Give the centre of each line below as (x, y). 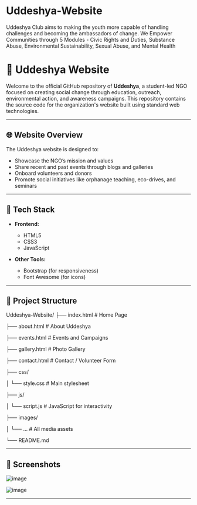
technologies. (23, 111)
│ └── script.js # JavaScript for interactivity (59, 406)
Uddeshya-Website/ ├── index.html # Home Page (67, 315)
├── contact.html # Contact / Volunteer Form (61, 361)
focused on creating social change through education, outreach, (84, 92)
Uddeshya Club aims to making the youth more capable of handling (87, 27)
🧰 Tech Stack (30, 210)
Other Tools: (30, 259)
